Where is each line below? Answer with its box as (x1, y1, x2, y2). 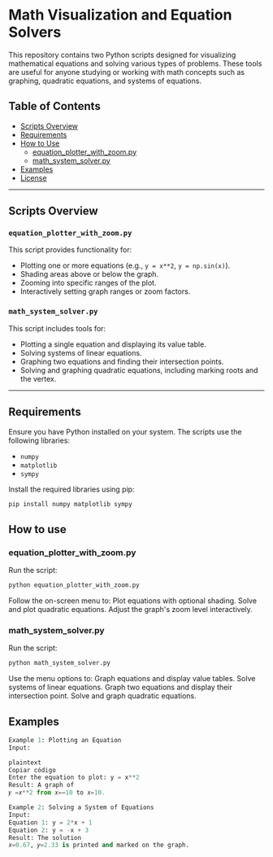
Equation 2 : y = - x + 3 (8, 826, 89, 834)
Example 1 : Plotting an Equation (8, 736, 122, 744)
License (19, 173, 47, 182)
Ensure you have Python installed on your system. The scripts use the (8, 426, 242, 436)
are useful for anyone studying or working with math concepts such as (8, 67, 245, 77)
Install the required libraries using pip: (8, 484, 135, 494)
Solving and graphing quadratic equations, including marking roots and (19, 365, 258, 375)
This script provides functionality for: (8, 245, 132, 255)
